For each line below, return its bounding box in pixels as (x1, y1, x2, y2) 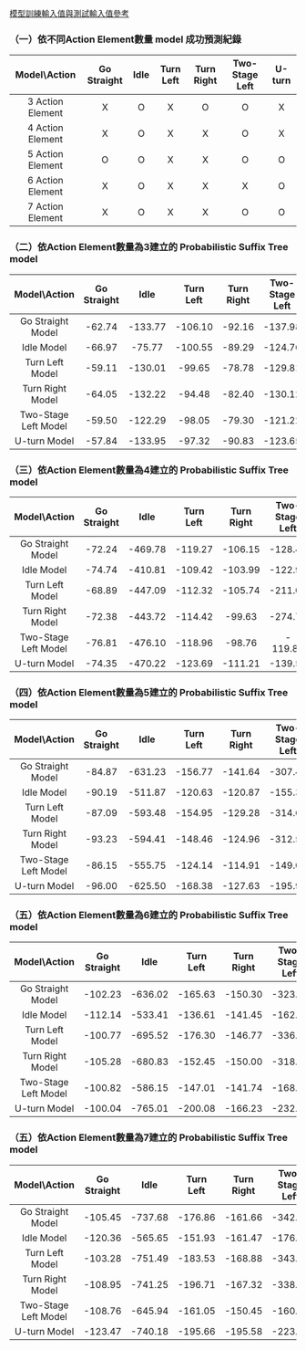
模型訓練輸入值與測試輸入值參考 (9, 8, 129, 18)
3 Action (26, 95, 64, 108)
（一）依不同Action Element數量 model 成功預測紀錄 (9, 33, 242, 46)
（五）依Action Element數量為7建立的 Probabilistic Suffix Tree (9, 1131, 289, 1144)
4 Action (26, 121, 64, 134)
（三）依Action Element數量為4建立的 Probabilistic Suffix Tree (9, 464, 289, 476)
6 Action (26, 174, 64, 187)
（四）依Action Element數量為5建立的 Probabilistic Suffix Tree (9, 685, 289, 698)
